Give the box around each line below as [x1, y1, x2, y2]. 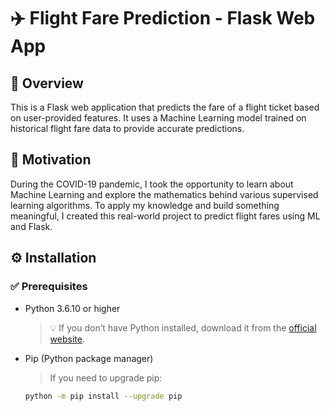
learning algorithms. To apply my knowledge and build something [10, 199, 280, 211]
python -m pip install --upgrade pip [24, 391, 183, 401]
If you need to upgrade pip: [49, 371, 163, 384]
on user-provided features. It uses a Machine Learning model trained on [10, 112, 307, 124]
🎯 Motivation [10, 151, 92, 169]
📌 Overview [10, 75, 84, 92]
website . [49, 333, 85, 345]
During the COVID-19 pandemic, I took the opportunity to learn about [10, 178, 294, 190]
